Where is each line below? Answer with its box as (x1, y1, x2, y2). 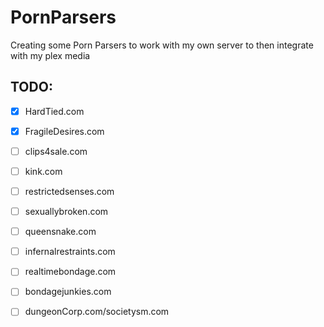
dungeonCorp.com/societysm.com (24, 306, 170, 318)
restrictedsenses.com (24, 186, 115, 197)
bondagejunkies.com (24, 286, 112, 298)
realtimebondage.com (24, 266, 117, 278)
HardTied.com (24, 105, 85, 117)
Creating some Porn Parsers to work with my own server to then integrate (10, 39, 314, 51)
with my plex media (10, 49, 91, 61)
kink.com (24, 165, 63, 177)
